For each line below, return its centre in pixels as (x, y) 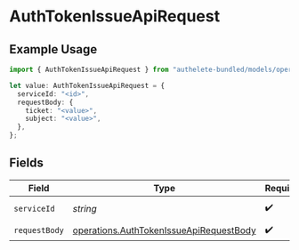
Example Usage (53, 49)
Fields (27, 163)
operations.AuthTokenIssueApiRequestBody (164, 230)
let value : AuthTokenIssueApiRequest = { (87, 85)
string (85, 208)
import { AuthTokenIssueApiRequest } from (89, 69)
